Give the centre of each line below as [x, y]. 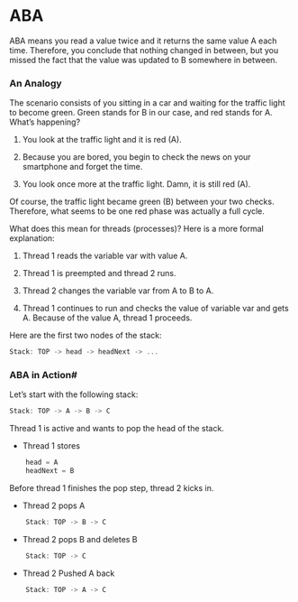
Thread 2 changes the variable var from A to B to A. [118, 291]
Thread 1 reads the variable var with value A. [105, 256]
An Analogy [36, 83]
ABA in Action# [44, 375]
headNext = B [50, 471]
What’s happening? [45, 122]
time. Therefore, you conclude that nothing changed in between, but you [144, 50]
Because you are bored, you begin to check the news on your [136, 157]
